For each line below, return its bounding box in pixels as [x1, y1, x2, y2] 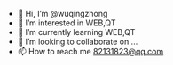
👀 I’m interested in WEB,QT [17, 18, 116, 28]
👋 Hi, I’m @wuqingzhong [17, 9, 108, 18]
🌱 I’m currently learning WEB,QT [17, 27, 136, 37]
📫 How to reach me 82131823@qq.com [17, 47, 164, 56]
